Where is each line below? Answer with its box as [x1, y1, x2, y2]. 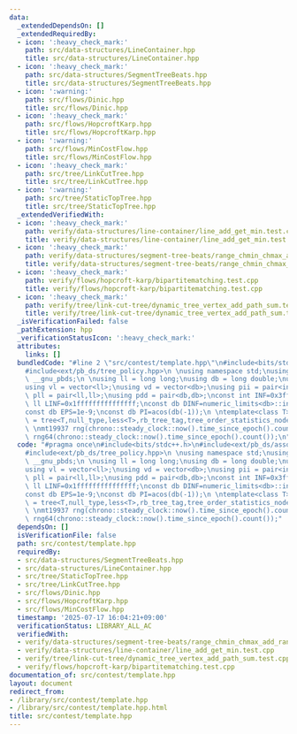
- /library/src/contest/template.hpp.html [9, 704, 168, 713]
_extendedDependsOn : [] [17, 21, 104, 30]
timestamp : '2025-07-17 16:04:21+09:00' [17, 613, 168, 622]
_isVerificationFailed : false [17, 317, 128, 326]
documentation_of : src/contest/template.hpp [9, 670, 176, 679]
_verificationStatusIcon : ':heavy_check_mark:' [17, 333, 196, 342]
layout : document [9, 678, 73, 688]
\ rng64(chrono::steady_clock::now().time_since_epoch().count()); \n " [25, 432, 291, 441]
